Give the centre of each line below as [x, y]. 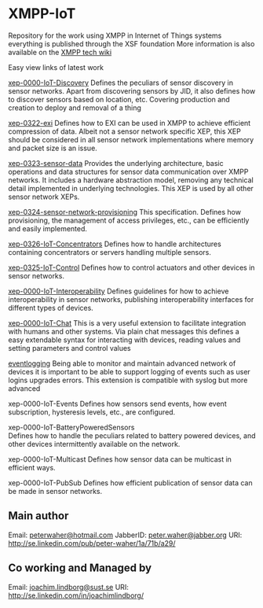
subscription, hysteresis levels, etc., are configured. [92, 412]
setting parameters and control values [69, 348]
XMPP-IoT [42, 14]
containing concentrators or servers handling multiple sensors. [110, 252]
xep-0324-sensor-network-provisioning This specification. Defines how [125, 212]
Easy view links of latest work [56, 67]
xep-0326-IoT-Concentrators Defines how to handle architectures [115, 244]
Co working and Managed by [80, 568]
